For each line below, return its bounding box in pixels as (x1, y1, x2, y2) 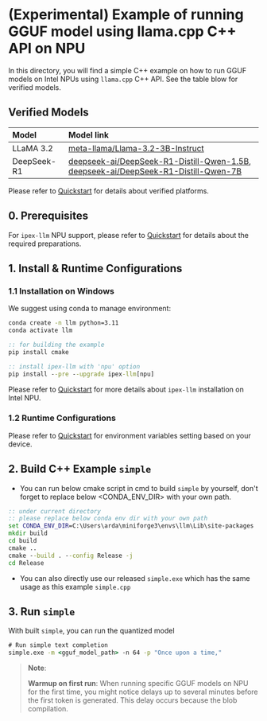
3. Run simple (8, 605, 75, 618)
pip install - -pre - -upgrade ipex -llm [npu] (8, 370, 155, 378)
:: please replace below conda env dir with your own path (8, 515, 208, 523)
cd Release (8, 559, 44, 567)
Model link (68, 129, 109, 140)
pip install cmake (8, 348, 69, 356)
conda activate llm (8, 326, 73, 335)
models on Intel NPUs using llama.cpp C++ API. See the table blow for (8, 74, 238, 84)
